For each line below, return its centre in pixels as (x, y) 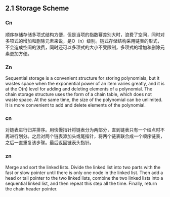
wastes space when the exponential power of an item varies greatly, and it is (85, 83)
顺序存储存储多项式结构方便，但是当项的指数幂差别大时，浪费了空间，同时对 (85, 35)
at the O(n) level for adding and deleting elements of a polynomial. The (79, 89)
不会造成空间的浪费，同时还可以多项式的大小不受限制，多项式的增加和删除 (83, 47)
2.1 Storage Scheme (37, 8)
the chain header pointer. (31, 189)
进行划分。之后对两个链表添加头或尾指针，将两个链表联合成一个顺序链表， (87, 136)
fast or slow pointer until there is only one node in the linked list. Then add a (84, 173)
